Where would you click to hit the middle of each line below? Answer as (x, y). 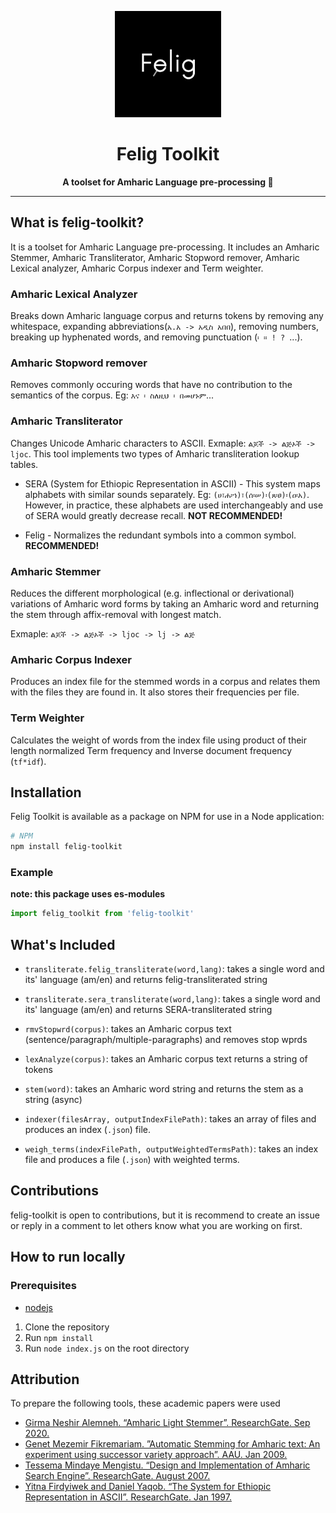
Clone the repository (67, 1327)
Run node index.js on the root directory (107, 1348)
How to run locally (68, 1257)
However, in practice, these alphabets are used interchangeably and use (174, 505)
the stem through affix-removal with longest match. (116, 614)
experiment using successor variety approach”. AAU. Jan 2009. (156, 1455)
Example (32, 873)
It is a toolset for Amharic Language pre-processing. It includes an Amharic (165, 247)
